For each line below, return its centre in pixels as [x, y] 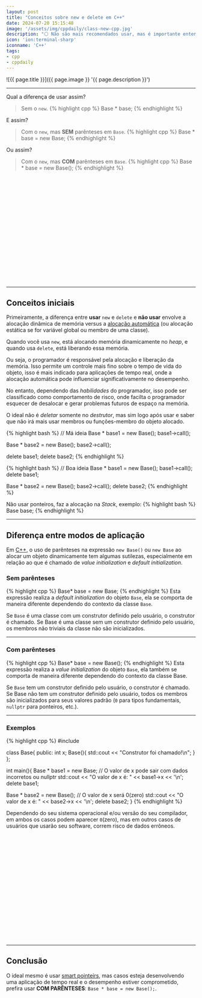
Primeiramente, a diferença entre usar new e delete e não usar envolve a [96, 317]
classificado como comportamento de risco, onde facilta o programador [96, 397]
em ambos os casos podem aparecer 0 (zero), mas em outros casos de [94, 820]
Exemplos [21, 728]
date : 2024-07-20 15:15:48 [40, 23]
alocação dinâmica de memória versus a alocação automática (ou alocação [100, 324]
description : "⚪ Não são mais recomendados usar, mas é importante [93, 34]
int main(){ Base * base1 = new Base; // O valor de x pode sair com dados [97, 770]
